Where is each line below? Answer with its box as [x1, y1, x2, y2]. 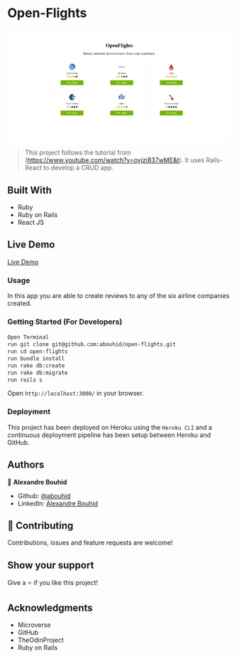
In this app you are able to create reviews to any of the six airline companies [7, 292, 230, 300]
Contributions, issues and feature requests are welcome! [7, 539, 173, 547]
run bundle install [7, 355, 65, 362]
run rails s [7, 376, 43, 384]
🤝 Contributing [7, 520, 74, 532]
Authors [7, 459, 45, 471]
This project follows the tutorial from [24, 148, 131, 157]
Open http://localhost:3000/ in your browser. [7, 389, 144, 398]
